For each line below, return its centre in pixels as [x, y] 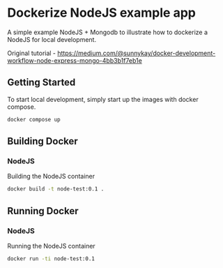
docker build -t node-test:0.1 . [56, 189]
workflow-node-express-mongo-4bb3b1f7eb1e [75, 60]
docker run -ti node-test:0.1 [51, 259]
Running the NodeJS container [51, 246]
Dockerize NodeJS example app [102, 13]
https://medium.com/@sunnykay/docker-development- [137, 53]
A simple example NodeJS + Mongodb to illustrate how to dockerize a [107, 32]
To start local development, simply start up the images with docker [103, 99]
